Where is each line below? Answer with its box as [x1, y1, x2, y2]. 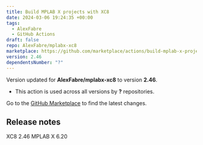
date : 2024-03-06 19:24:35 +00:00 [6, 14, 94, 21]
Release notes [6, 117, 61, 127]
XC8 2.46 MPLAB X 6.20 [6, 133, 68, 140]
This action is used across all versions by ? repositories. [14, 88, 155, 95]
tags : [6, 20, 20, 26]
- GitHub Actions [11, 31, 56, 37]
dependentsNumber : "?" [6, 59, 63, 65]
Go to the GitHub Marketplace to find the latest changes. [6, 99, 147, 106]
